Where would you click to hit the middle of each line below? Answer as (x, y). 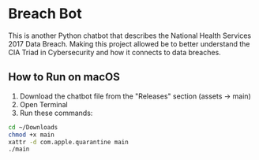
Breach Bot (45, 14)
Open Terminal (44, 104)
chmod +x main (32, 135)
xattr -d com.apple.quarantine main (68, 142)
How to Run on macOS (64, 77)
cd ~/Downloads (33, 127)
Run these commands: (56, 113)
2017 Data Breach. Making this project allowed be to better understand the (129, 43)
